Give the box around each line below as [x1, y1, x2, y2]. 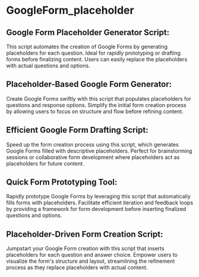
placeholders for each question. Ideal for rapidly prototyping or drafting [6, 49, 181, 57]
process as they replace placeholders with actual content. [6, 264, 148, 271]
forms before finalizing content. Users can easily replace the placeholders [6, 56, 188, 63]
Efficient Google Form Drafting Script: [6, 125, 149, 135]
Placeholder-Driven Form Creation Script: [6, 229, 163, 239]
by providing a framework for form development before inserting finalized [6, 206, 187, 213]
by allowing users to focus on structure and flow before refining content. [6, 108, 184, 115]
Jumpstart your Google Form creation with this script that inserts [6, 245, 165, 252]
